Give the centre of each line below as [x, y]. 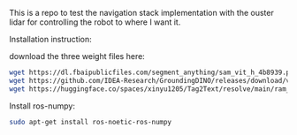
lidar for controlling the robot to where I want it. [95, 22]
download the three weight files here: [77, 56]
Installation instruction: [50, 39]
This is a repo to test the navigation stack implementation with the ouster [141, 13]
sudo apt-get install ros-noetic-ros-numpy [91, 122]
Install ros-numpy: [42, 106]
